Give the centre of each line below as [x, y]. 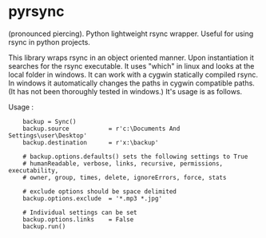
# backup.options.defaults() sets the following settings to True [135, 157]
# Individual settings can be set [80, 212]
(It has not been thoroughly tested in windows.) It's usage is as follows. [125, 91]
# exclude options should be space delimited [100, 191]
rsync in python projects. [49, 42]
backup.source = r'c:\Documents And [101, 129]
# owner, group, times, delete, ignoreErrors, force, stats [125, 177]
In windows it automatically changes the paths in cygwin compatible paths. [132, 83]
